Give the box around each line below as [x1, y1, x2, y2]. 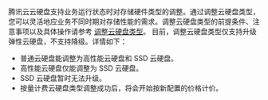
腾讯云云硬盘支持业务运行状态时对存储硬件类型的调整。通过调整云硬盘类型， [8, 7, 260, 16]
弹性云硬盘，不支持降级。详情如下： [8, 37, 128, 46]
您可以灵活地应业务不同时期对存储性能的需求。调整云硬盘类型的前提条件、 [8, 17, 253, 26]
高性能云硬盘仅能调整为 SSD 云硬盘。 [19, 63, 144, 73]
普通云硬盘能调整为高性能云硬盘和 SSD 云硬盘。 [19, 54, 178, 63]
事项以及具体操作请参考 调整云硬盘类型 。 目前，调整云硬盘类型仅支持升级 [14, 27, 257, 36]
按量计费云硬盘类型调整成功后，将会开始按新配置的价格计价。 [19, 83, 223, 93]
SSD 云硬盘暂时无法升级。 [19, 74, 106, 83]
